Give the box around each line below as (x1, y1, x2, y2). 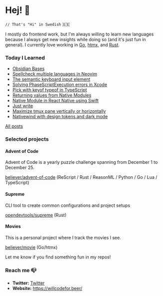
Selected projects (5, 136, 49, 143)
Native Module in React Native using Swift (12, 98, 99, 104)
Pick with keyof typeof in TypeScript (12, 87, 87, 93)
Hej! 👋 (5, 5, 30, 16)
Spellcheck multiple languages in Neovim (12, 71, 97, 77)
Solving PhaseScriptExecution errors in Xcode (12, 82, 107, 88)
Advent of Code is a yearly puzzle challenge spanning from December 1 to (5, 159, 158, 165)
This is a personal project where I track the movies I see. (5, 234, 121, 240)
